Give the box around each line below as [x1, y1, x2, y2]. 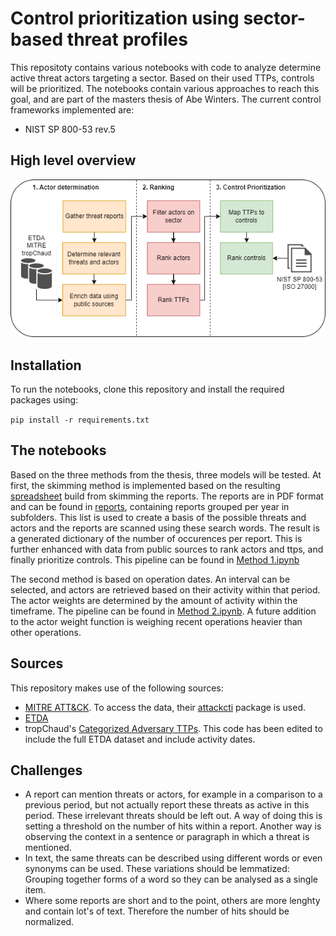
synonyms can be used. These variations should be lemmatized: [24, 863, 290, 875]
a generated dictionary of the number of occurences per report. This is [10, 532, 303, 544]
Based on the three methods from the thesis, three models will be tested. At [10, 468, 322, 481]
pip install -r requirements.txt [10, 415, 150, 425]
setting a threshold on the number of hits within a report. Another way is [24, 820, 322, 832]
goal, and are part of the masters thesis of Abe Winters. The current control [10, 93, 322, 105]
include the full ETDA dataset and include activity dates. [24, 733, 256, 745]
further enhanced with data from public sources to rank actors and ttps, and [10, 543, 324, 555]
